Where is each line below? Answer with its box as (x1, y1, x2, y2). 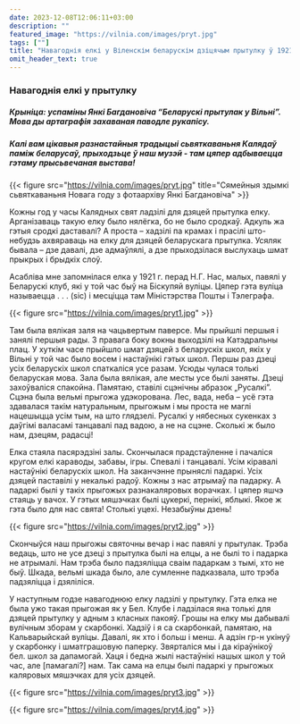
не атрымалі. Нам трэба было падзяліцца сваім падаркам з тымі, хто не (9, 558, 285, 568)
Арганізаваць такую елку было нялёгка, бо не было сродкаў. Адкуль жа (9, 216, 285, 227)
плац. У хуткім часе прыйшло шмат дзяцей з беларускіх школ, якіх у (9, 344, 271, 355)
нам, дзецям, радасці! (9, 430, 94, 441)
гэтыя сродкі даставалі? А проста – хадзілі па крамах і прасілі (9, 225, 246, 237)
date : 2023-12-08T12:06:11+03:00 (9, 13, 134, 22)
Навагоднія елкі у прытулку (9, 84, 137, 97)
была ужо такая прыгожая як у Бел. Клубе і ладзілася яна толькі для (9, 603, 271, 614)
